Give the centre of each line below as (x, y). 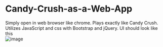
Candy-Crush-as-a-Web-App (69, 9)
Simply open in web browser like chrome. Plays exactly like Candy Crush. (82, 23)
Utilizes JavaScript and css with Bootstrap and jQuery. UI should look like (81, 28)
